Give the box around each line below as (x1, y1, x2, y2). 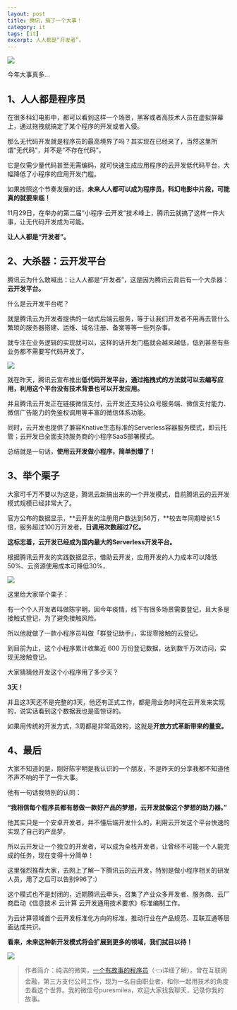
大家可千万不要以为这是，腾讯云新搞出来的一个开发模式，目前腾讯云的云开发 (7, 490, 230, 498)
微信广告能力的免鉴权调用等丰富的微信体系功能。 (7, 408, 150, 416)
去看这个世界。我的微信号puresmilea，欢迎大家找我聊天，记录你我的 (24, 986, 224, 994)
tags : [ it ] (7, 30, 39, 38)
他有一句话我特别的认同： (7, 788, 82, 797)
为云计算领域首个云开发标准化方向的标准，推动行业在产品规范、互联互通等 (7, 914, 224, 922)
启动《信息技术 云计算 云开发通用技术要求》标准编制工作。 (13, 899, 184, 907)
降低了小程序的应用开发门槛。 (13, 169, 100, 178)
